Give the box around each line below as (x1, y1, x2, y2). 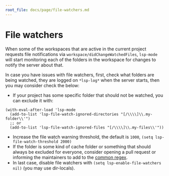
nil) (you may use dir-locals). (12, 165, 75, 171)
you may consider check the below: (5, 82, 80, 88)
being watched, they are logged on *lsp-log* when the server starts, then (5, 77, 160, 83)
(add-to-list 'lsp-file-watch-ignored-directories (10, 111, 119, 116)
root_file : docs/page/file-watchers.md (5, 7, 90, 13)
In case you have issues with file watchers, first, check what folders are (5, 72, 154, 78)
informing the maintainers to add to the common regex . (12, 154, 128, 160)
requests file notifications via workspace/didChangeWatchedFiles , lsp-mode (5, 51, 158, 57)
